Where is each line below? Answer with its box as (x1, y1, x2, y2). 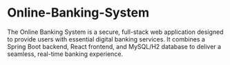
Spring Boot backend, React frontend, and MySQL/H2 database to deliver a (7, 42, 222, 50)
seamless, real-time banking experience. (7, 50, 123, 58)
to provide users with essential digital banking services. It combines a (7, 35, 206, 43)
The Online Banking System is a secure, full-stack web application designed (7, 28, 224, 36)
